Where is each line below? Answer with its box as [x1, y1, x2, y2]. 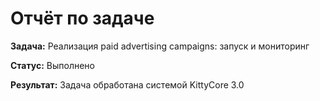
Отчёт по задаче [10, 7, 155, 30]
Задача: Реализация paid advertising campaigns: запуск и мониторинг [10, 40, 310, 52]
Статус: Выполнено [10, 59, 96, 71]
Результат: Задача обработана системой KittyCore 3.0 [10, 78, 245, 91]
